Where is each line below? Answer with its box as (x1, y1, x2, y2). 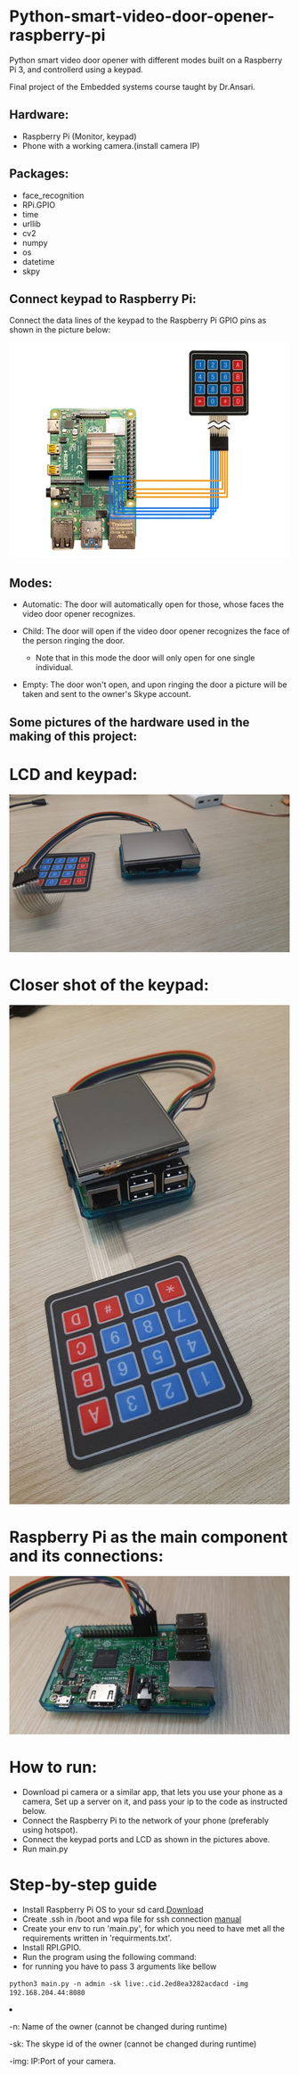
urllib (21, 218, 42, 229)
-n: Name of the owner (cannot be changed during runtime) (9, 2021, 228, 2031)
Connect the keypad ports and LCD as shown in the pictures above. (21, 1833, 271, 1844)
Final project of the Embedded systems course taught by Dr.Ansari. (9, 81, 255, 92)
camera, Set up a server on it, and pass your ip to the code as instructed (21, 1796, 287, 1807)
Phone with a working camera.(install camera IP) (21, 140, 200, 151)
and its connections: (9, 1546, 165, 1566)
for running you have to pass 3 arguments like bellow (21, 1961, 217, 1972)
